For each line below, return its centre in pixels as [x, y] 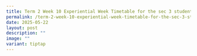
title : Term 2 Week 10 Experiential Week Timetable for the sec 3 [89, 11]
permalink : [19, 17]
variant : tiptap [26, 44]
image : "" [18, 38]
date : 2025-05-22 [27, 22]
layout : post [22, 28]
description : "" [26, 33]
